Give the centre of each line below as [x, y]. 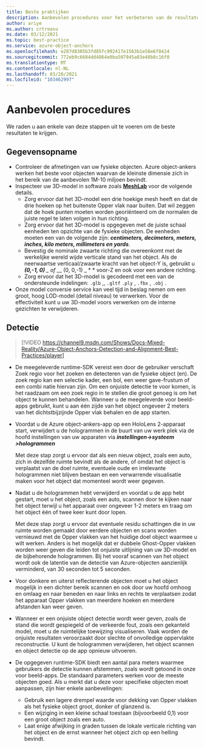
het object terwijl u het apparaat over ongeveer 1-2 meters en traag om [104, 505]
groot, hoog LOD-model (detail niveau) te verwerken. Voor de [92, 296]
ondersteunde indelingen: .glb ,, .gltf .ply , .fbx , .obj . [95, 282]
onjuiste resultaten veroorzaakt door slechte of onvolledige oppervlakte [104, 638]
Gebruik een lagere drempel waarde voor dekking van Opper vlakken [110, 700]
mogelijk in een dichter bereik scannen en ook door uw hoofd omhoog [103, 587]
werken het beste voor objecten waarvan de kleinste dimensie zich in [102, 173]
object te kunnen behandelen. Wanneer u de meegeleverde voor [96, 399]
